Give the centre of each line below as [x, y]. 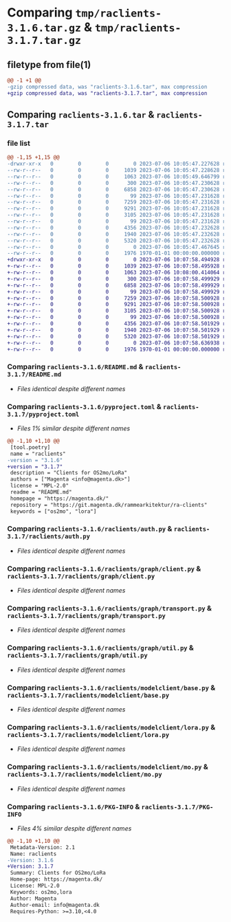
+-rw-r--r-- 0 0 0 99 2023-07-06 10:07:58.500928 [113, 318]
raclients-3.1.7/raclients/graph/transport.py [87, 616]
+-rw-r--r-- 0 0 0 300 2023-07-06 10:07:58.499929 [113, 279]
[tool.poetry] [30, 447]
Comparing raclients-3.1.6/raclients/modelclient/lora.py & [111, 727]
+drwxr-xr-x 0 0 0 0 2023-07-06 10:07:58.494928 [113, 260]
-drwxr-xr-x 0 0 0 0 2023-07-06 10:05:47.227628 [113, 164]
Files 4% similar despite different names [74, 828]
